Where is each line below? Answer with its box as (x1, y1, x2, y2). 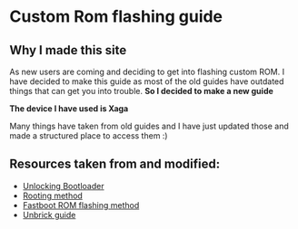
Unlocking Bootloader (22, 180, 104, 191)
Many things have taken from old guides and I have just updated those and (9, 120, 289, 131)
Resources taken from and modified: (9, 157, 221, 172)
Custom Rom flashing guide (9, 6, 223, 27)
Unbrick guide (22, 209, 76, 220)
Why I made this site (9, 43, 127, 58)
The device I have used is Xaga (9, 103, 129, 114)
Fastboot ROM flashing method (22, 199, 140, 210)
